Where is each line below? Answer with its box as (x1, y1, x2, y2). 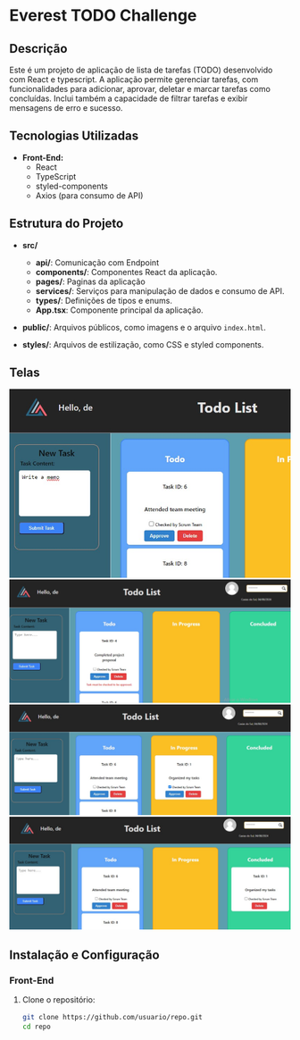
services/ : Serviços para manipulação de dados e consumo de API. (35, 285, 285, 296)
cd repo (21, 1022, 51, 1031)
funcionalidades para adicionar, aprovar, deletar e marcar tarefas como (9, 84, 271, 94)
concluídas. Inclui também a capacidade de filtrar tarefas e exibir (9, 93, 248, 104)
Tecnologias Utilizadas (9, 129, 139, 144)
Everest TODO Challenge (9, 5, 197, 26)
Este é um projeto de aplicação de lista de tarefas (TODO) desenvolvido (9, 64, 273, 75)
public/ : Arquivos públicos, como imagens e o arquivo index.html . (21, 322, 266, 332)
